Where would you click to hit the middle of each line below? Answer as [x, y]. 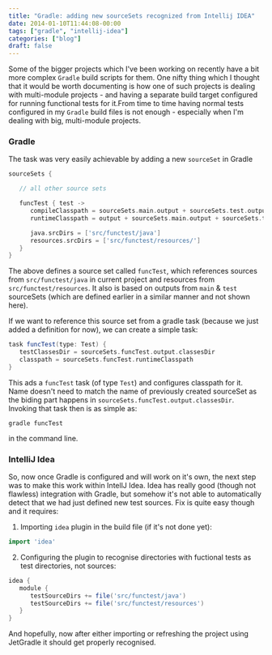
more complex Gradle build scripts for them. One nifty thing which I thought [134, 78]
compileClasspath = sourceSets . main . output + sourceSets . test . [139, 211]
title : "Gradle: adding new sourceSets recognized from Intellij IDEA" [132, 16]
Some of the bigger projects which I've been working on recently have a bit [134, 69]
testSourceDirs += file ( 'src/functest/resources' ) [117, 603]
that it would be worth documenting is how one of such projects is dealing [132, 87]
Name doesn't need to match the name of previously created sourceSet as [133, 391]
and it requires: [34, 512]
